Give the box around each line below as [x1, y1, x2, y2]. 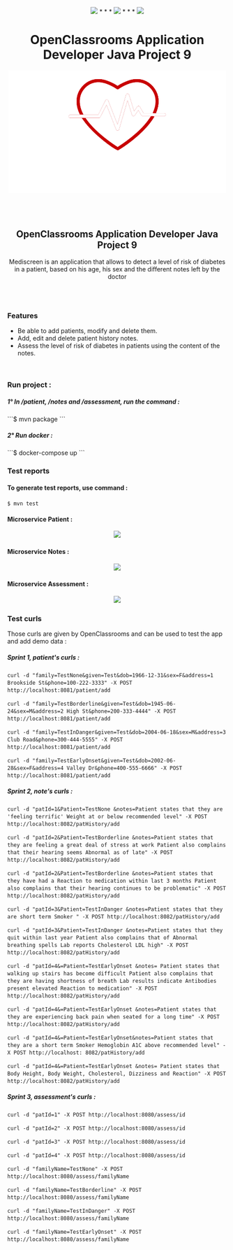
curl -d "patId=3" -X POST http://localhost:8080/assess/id [7, 1139, 186, 1146]
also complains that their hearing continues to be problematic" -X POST [7, 885, 227, 892]
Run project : [7, 380, 52, 390]
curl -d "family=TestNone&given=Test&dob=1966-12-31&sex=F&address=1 [7, 672, 214, 679]
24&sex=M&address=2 [7, 708, 64, 715]
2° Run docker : [7, 431, 53, 439]
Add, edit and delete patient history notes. [17, 334, 139, 343]
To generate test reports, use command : [7, 483, 128, 492]
